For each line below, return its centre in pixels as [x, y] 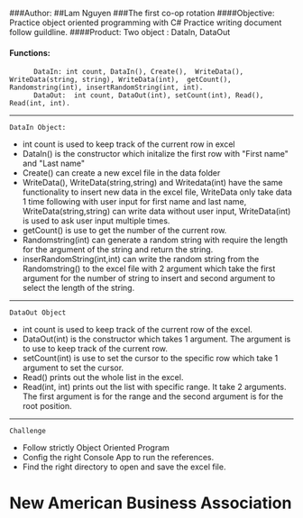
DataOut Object [38, 313]
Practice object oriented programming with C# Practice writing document [146, 23]
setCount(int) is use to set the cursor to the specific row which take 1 [150, 359]
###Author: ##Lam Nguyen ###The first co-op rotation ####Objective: [142, 13]
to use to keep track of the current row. [95, 349]
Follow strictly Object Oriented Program [96, 448]
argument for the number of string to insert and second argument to [149, 278]
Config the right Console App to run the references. [118, 458]
